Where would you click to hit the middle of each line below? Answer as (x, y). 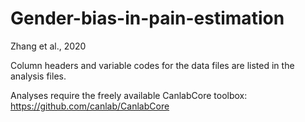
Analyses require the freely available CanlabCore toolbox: (129, 95)
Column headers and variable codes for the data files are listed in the (152, 65)
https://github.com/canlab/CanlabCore (90, 106)
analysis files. (38, 76)
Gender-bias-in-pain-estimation (147, 18)
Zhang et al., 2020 (48, 46)
